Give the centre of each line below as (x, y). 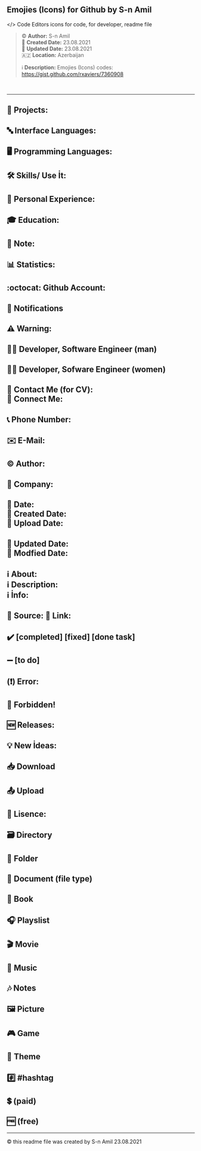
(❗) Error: (23, 681)
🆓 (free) (23, 1121)
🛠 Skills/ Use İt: (37, 176)
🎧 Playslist (28, 920)
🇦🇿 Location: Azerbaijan (52, 55)
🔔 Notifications (35, 308)
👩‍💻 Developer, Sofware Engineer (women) (86, 369)
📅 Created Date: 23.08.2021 (56, 42)
